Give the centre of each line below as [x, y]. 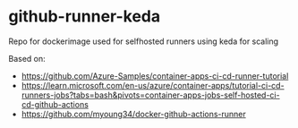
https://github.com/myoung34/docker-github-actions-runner [134, 114]
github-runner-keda [85, 17]
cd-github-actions [55, 104]
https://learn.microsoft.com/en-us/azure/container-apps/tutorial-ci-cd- [153, 85]
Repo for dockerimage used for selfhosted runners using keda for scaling [144, 41]
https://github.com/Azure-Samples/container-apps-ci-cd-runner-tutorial [155, 76]
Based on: [27, 58]
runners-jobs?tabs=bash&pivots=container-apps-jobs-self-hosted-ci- [150, 95]
